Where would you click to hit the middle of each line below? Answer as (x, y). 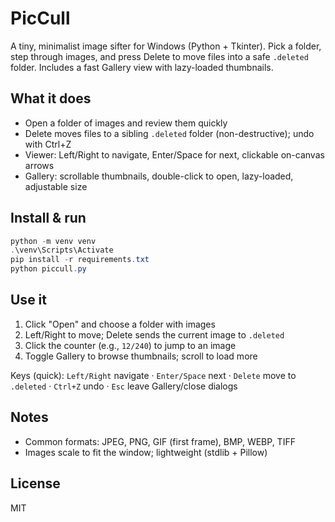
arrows (39, 165)
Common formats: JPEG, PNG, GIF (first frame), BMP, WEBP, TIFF (160, 441)
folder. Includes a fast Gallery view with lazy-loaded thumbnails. (142, 67)
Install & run (48, 218)
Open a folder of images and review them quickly (126, 123)
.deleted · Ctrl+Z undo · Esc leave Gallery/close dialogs (124, 386)
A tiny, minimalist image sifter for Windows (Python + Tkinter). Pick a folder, (166, 46)
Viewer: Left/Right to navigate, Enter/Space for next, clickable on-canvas (174, 154)
